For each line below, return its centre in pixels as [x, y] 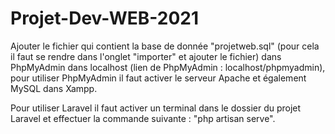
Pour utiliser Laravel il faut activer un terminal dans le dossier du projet [156, 108]
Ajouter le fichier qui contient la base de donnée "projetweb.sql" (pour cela [165, 46]
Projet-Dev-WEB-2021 [105, 18]
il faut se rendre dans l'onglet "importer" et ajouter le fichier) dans [146, 56]
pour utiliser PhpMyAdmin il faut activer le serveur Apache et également [158, 78]
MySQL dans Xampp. [54, 88]
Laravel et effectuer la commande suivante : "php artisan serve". [143, 118]
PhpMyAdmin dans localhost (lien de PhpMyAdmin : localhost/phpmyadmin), [168, 67]
